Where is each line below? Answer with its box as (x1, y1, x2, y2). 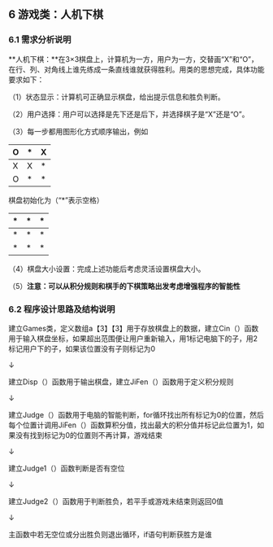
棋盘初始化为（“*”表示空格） (8, 195, 104, 205)
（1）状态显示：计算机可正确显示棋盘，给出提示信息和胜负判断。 (8, 92, 225, 102)
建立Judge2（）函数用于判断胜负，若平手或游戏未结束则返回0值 (8, 496, 223, 506)
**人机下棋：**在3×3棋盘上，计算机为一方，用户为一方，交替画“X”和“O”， (8, 54, 258, 63)
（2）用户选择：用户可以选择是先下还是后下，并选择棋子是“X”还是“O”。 (8, 109, 249, 119)
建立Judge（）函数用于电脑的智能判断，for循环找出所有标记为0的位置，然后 (8, 409, 264, 419)
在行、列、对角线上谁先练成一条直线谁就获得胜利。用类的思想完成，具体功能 (8, 64, 265, 74)
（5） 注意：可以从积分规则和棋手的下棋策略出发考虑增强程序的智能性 (8, 281, 241, 291)
